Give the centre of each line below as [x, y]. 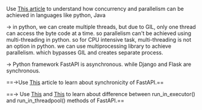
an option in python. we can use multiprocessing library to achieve [89, 46]
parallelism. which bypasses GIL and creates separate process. [85, 53]
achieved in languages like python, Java [56, 15]
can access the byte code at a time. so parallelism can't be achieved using [99, 33]
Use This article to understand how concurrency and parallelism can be [95, 9]
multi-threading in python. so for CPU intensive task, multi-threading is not [99, 40]
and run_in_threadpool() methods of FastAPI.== [65, 100]
